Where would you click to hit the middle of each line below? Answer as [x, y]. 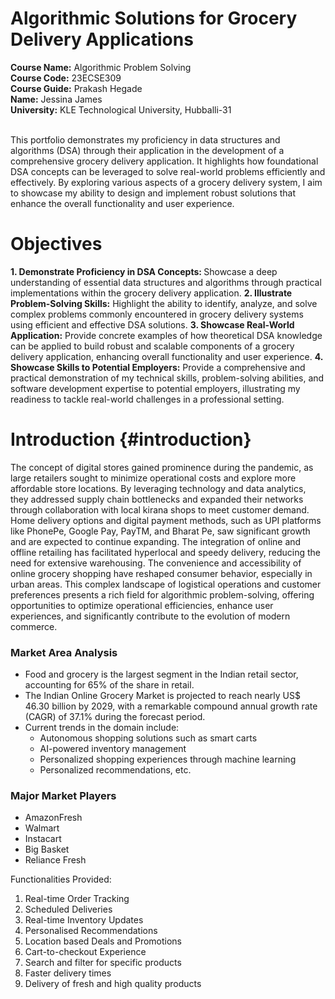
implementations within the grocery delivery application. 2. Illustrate [151, 293]
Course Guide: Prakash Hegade [76, 88]
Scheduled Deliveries [68, 909]
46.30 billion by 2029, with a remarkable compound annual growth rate [171, 706]
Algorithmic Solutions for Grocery [154, 18]
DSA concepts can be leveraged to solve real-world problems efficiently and [168, 171]
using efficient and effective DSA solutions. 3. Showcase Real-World [152, 324]
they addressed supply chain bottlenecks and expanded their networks [157, 499]
